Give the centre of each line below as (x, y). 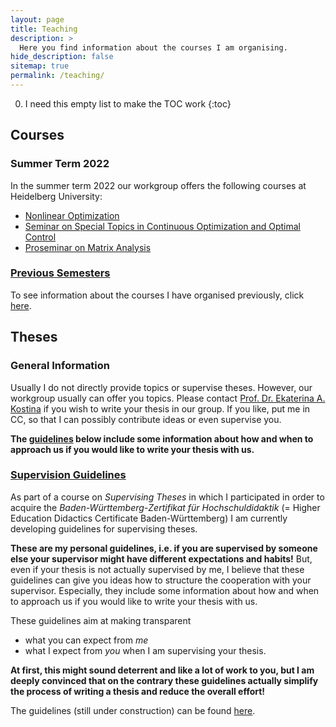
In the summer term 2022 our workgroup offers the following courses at (158, 185)
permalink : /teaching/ (57, 76)
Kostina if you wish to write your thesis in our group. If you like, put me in (160, 408)
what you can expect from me (86, 640)
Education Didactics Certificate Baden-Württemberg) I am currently (149, 518)
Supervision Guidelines (68, 475)
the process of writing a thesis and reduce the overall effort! (138, 691)
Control (40, 237)
